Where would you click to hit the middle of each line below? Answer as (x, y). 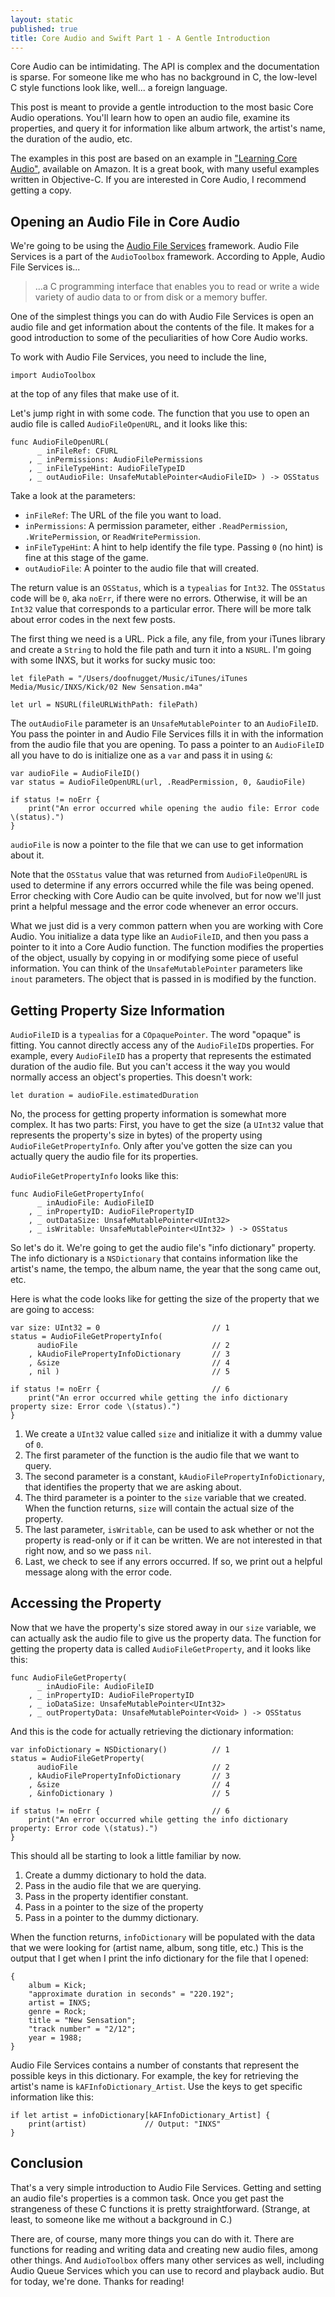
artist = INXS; (60, 2002)
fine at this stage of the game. (86, 558)
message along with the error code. (98, 1572)
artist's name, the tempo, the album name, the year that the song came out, (166, 1269)
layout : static (42, 19)
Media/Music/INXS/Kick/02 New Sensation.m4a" (106, 687)
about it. (27, 855)
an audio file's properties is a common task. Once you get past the (147, 2198)
